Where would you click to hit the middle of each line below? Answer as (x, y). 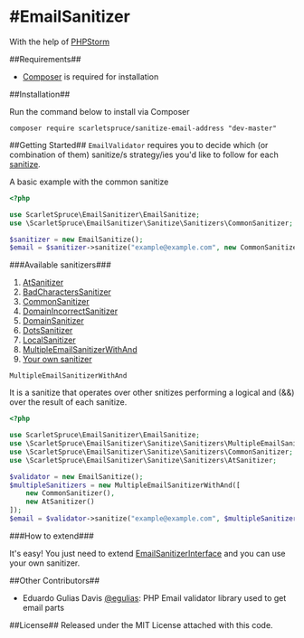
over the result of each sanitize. (68, 402)
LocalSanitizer (49, 340)
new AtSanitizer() (60, 502)
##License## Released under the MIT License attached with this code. (141, 624)
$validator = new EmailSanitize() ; (76, 476)
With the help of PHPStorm (60, 42)
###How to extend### (52, 536)
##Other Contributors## (55, 580)
